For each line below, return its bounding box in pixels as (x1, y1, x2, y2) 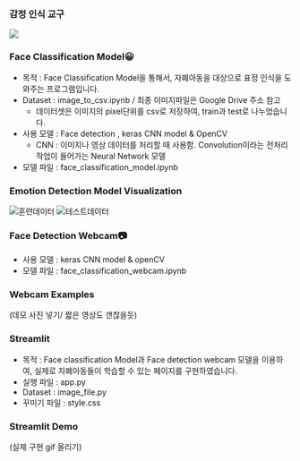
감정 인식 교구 (9, 7, 65, 20)
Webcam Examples (9, 288, 95, 301)
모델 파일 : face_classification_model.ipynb (21, 161, 179, 172)
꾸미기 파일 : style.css (21, 397, 101, 408)
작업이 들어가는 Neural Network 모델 (35, 150, 167, 161)
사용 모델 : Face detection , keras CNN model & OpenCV (21, 128, 228, 139)
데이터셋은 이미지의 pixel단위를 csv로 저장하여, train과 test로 (35, 106, 250, 116)
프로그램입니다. (46, 83, 100, 94)
